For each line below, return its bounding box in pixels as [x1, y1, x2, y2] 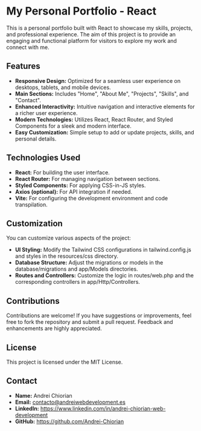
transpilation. [14, 201, 48, 208]
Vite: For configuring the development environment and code [14, 194, 168, 202]
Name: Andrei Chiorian [14, 392, 72, 399]
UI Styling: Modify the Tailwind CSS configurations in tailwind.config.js [14, 246, 191, 254]
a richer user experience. [14, 109, 78, 116]
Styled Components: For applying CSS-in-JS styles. [14, 182, 146, 189]
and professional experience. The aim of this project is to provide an [6, 30, 176, 38]
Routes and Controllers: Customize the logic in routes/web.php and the [14, 272, 194, 279]
